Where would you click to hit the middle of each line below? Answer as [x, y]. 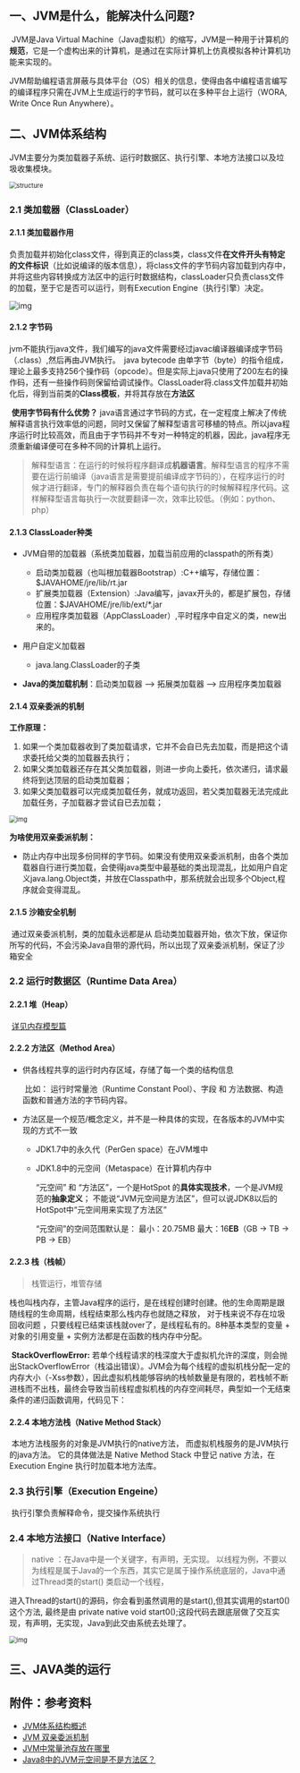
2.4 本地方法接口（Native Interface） [90, 1538]
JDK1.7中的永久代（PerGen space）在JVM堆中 [122, 1149]
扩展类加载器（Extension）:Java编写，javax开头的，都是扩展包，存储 [163, 593]
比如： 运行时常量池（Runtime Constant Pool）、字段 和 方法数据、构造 [154, 1088]
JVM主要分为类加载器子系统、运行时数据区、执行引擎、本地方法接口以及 [143, 157]
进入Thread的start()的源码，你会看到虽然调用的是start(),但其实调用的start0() [150, 1600]
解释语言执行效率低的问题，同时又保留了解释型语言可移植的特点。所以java [146, 423]
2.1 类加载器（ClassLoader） [72, 209]
